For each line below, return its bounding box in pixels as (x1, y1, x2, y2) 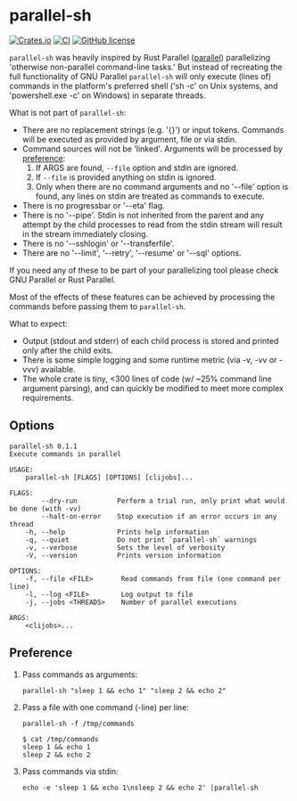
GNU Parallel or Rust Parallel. (9, 274, 116, 285)
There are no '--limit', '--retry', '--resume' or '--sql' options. (21, 247, 242, 258)
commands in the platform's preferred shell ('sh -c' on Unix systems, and (9, 80, 278, 91)
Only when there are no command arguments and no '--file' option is (35, 181, 289, 192)
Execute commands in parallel (9, 449, 122, 459)
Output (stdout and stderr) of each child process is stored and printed (21, 335, 279, 346)
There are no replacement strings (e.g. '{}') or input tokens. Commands (21, 124, 285, 135)
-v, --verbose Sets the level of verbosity (25, 543, 226, 552)
